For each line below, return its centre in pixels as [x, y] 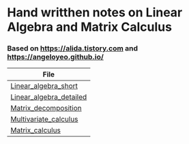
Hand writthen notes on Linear [95, 13]
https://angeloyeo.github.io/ [56, 57]
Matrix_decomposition [46, 109]
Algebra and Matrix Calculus [90, 27]
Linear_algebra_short [44, 86]
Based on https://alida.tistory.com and [73, 48]
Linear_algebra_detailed [49, 97]
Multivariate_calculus [44, 119]
